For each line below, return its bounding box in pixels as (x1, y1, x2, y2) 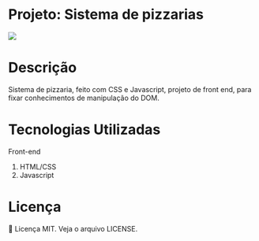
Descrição (8, 59, 77, 76)
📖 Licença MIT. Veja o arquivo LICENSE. (8, 224, 138, 233)
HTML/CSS (19, 161, 57, 171)
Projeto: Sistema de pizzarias (8, 6, 204, 24)
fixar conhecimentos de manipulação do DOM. (8, 93, 160, 102)
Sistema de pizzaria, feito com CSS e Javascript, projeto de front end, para (8, 84, 252, 94)
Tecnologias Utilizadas (8, 120, 161, 139)
